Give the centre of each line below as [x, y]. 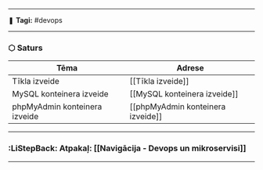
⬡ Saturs [25, 48]
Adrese [191, 68]
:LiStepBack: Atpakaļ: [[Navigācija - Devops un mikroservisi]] [127, 148]
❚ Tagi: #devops [35, 20]
